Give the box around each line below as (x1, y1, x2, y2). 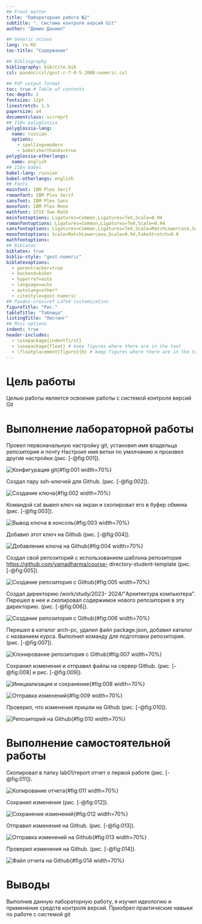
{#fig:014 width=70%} (69, 857, 125, 864)
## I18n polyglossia (6, 120, 58, 126)
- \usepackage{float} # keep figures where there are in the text (11, 343, 182, 349)
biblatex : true (6, 248, 44, 254)
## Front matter (6, 8, 47, 15)
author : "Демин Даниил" (6, 25, 66, 32)
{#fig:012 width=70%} (73, 810, 128, 818)
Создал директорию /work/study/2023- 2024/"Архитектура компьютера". (6, 590, 196, 598)
